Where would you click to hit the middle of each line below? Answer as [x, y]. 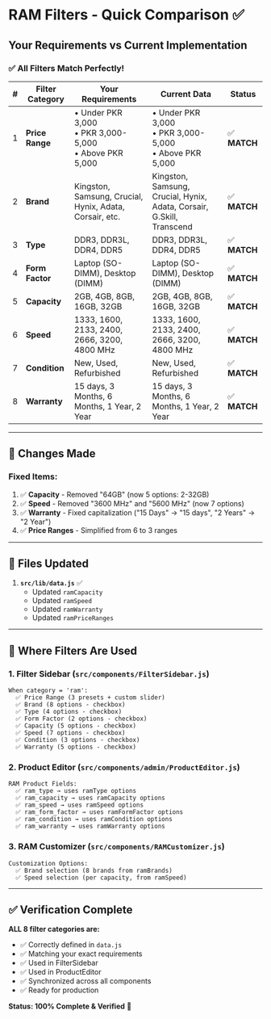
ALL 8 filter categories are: [54, 929]
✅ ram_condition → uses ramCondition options [94, 820]
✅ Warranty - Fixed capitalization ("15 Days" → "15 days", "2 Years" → [138, 512]
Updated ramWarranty [67, 609]
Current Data [186, 94]
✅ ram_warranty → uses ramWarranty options [90, 826]
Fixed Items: [33, 476]
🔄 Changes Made [52, 454]
